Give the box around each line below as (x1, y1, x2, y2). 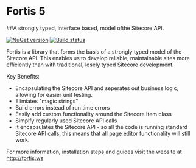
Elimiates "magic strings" (15, 97, 79, 105)
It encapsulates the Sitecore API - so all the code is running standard (15, 123, 187, 130)
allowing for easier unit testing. (15, 91, 93, 98)
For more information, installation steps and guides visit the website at (6, 148, 183, 155)
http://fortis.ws (6, 154, 44, 162)
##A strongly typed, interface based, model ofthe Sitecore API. (6, 24, 164, 32)
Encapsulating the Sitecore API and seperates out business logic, (15, 84, 179, 92)
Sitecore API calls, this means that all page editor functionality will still (15, 130, 191, 137)
